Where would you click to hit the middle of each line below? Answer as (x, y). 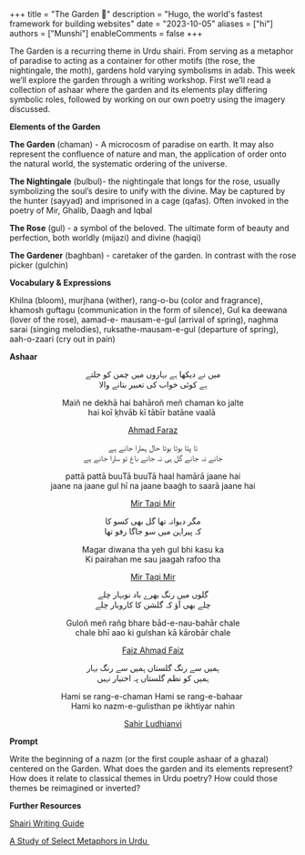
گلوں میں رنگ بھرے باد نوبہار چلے (153, 595)
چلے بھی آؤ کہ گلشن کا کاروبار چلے (153, 605)
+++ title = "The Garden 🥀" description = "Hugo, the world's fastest (136, 14)
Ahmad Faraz (153, 430)
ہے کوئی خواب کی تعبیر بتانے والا (153, 384)
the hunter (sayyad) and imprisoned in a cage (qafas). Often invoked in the (149, 201)
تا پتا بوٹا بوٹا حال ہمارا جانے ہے (153, 448)
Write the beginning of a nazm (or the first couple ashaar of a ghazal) (139, 759)
